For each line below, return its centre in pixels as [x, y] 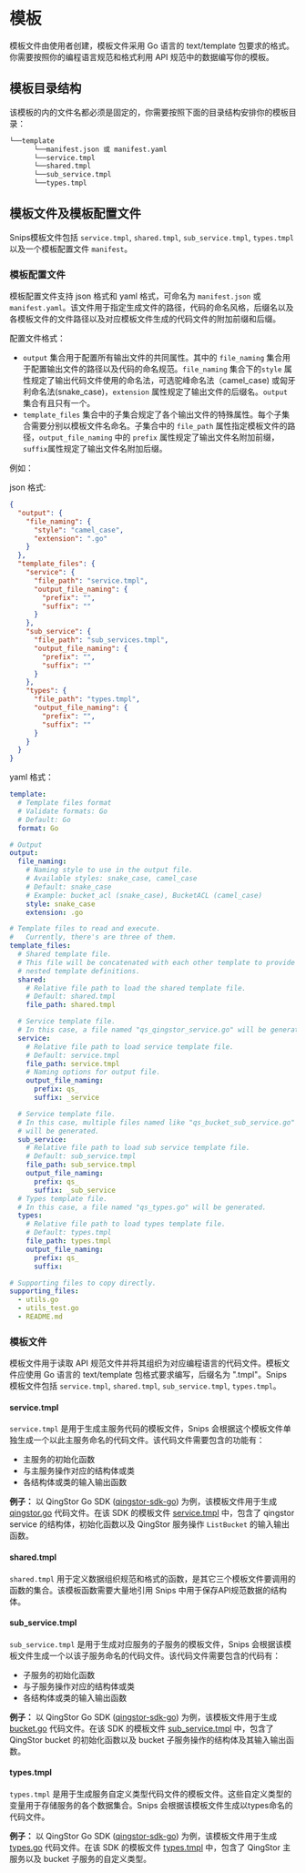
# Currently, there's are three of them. [93, 937]
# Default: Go [44, 819]
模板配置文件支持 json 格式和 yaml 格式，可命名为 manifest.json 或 [135, 296]
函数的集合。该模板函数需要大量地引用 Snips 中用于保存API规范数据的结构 [148, 1590]
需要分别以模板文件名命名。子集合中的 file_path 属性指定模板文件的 [159, 426]
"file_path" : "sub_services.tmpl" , [101, 640]
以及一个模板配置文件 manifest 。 [71, 249]
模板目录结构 [46, 89]
